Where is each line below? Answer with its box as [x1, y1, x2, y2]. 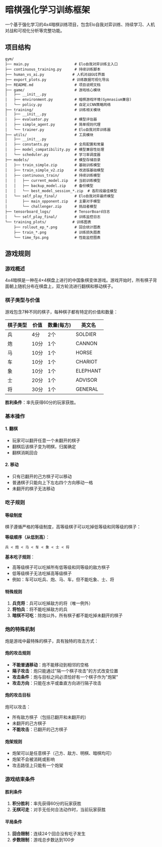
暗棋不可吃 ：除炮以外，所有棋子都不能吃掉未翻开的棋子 [12, 612, 123, 618]
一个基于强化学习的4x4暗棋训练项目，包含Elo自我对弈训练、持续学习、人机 [5, 21, 155, 27]
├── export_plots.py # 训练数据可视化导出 [5, 77, 110, 82]
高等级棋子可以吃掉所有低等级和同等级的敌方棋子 [12, 564, 110, 571]
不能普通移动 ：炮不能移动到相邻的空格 [12, 662, 89, 668]
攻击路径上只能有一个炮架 [12, 763, 64, 768]
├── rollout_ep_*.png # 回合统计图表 [14, 225, 101, 230]
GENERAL [76, 386, 98, 393]
